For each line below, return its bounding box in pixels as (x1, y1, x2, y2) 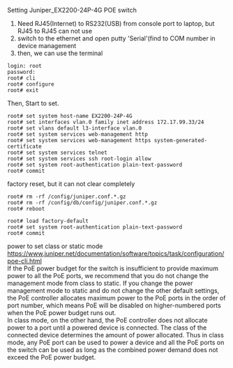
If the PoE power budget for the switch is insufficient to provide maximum (7, 264, 218, 273)
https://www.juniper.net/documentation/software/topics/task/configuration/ (7, 250, 225, 257)
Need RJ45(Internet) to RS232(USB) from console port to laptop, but (17, 20, 215, 27)
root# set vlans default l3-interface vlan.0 (7, 125, 142, 132)
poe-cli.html (7, 257, 42, 265)
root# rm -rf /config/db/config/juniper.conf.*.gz (7, 199, 158, 206)
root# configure (7, 81, 54, 88)
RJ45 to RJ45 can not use (17, 27, 93, 35)
